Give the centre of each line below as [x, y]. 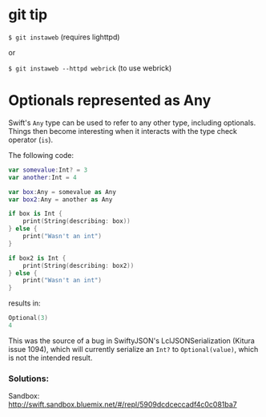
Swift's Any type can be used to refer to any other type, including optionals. [132, 123]
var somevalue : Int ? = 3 [48, 170]
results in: [24, 303]
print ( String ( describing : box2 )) [79, 265]
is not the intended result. [50, 358]
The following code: [41, 155]
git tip [28, 15]
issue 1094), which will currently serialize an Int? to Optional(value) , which [133, 349]
